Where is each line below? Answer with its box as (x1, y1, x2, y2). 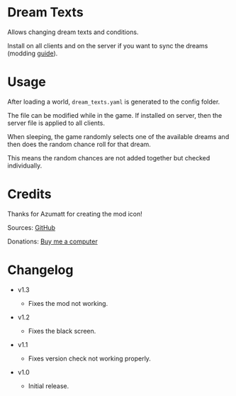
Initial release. (28, 381, 69, 390)
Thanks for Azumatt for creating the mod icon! (7, 209, 143, 218)
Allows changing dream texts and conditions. (7, 28, 139, 36)
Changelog (7, 262, 74, 277)
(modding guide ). (7, 49, 58, 57)
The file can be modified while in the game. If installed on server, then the (7, 111, 223, 119)
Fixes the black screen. (28, 326, 96, 335)
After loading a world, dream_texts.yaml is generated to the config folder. (7, 97, 220, 106)
